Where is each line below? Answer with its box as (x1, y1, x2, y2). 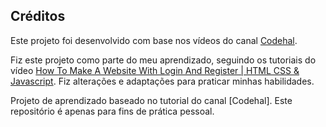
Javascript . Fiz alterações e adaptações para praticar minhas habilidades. (10, 75, 315, 87)
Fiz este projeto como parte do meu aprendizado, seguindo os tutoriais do (10, 54, 317, 66)
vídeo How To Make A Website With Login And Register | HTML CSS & (10, 64, 300, 76)
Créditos (10, 8, 66, 25)
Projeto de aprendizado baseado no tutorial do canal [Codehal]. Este (10, 94, 293, 106)
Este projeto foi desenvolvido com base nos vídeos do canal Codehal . (10, 34, 298, 46)
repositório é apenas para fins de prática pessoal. (10, 105, 215, 117)
